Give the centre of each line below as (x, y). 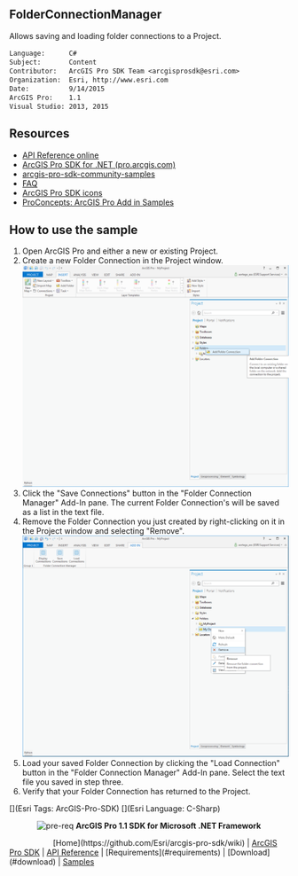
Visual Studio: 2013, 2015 (59, 106)
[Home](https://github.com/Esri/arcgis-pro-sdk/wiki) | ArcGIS (165, 842)
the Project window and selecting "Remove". (103, 530)
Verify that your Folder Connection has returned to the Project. (136, 791)
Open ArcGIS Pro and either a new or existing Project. (120, 251)
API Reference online (60, 155)
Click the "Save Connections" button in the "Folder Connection (137, 493)
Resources (39, 133)
